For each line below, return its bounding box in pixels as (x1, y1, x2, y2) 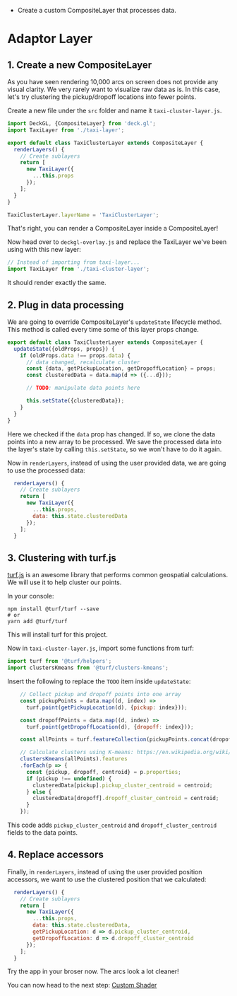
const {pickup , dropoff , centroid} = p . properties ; (25, 768, 181, 775)
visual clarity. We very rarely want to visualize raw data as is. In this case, (7, 85, 221, 93)
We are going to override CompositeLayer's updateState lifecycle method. (7, 318, 222, 326)
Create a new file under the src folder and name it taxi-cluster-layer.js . (7, 106, 222, 115)
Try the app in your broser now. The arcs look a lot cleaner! (7, 967, 179, 975)
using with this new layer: (7, 245, 81, 254)
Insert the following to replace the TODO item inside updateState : (7, 677, 191, 685)
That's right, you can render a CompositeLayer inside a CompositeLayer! (7, 224, 219, 233)
